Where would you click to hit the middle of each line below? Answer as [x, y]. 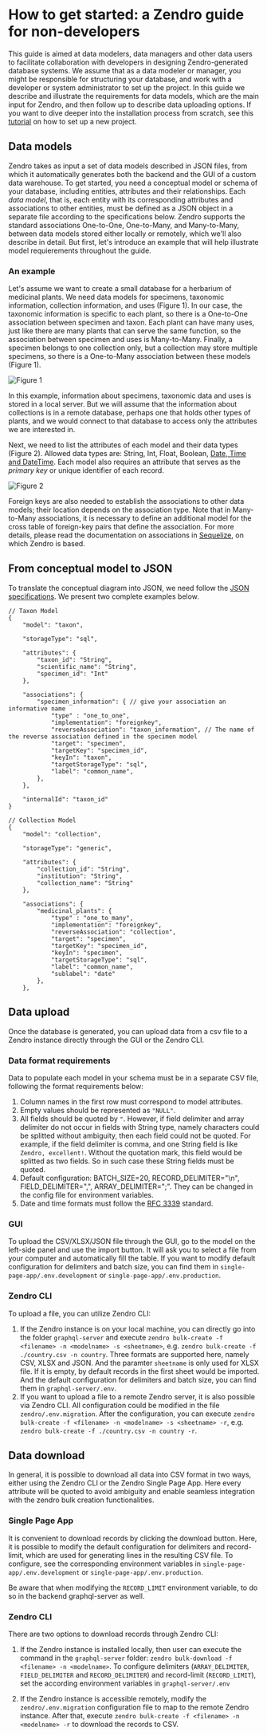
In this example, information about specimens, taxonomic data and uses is [130, 395]
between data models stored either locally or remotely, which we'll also [125, 234]
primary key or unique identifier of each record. [86, 470]
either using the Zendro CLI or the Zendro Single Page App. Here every [125, 1483]
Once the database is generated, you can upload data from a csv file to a [128, 1031]
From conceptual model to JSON [90, 569]
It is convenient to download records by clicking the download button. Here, [133, 1538]
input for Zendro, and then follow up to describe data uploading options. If [130, 104]
